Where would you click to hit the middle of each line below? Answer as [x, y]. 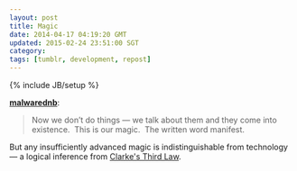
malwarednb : [35, 103]
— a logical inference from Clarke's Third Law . [96, 157]
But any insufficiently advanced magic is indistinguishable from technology [149, 147]
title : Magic [34, 26]
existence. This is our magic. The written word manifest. [138, 130]
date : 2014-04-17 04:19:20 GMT [68, 34]
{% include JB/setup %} [54, 85]
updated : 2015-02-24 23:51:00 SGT [74, 43]
